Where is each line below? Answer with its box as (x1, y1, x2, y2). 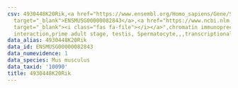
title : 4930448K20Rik (7, 70, 72, 77)
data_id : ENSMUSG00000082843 (7, 43, 93, 50)
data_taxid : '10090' (7, 63, 69, 70)
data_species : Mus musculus (7, 57, 91, 64)
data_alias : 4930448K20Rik (7, 37, 87, 44)
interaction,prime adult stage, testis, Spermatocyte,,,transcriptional (13, 30, 233, 38)
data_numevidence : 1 (7, 50, 69, 57)
